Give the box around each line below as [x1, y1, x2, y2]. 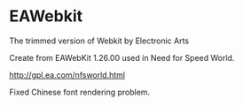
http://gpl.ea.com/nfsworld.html [9, 69, 126, 80]
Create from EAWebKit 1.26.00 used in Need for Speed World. [9, 52, 235, 63]
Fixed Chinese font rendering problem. [9, 87, 151, 97]
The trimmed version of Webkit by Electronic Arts [9, 35, 189, 46]
